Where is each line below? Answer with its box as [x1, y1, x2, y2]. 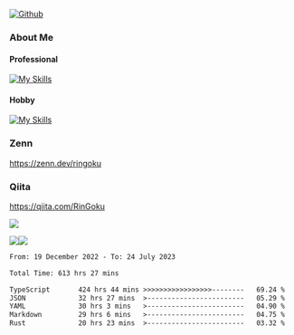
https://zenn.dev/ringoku [9, 158, 102, 168]
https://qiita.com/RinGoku [9, 200, 106, 212]
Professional [9, 53, 59, 64]
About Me [9, 31, 54, 43]
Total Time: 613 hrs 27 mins [9, 268, 119, 278]
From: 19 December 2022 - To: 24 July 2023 [9, 252, 176, 262]
